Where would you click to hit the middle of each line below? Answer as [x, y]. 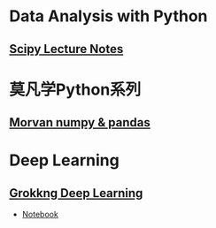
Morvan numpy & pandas [80, 122]
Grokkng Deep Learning [76, 193]
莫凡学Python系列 [75, 89]
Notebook [40, 215]
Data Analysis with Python [108, 16]
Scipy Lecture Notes [66, 49]
